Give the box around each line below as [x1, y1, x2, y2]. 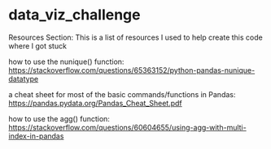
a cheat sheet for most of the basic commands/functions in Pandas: [8, 89, 236, 99]
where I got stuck [8, 40, 68, 50]
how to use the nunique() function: [8, 57, 125, 66]
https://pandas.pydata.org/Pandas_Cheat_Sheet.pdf [8, 98, 183, 108]
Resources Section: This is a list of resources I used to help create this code [8, 32, 263, 42]
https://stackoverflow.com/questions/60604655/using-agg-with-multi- [8, 122, 247, 132]
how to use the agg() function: [8, 113, 110, 123]
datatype [8, 74, 39, 83]
